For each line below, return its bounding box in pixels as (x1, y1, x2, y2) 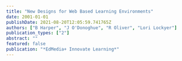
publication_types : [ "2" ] (6, 30, 69, 36)
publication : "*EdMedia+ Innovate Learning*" (6, 46, 119, 52)
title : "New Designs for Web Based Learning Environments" (6, 8, 154, 15)
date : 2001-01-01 (6, 14, 49, 20)
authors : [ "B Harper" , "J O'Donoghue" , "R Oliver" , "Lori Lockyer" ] (6, 24, 177, 31)
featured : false (6, 41, 46, 47)
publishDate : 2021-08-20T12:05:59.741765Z (6, 19, 112, 25)
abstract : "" (6, 35, 38, 41)
